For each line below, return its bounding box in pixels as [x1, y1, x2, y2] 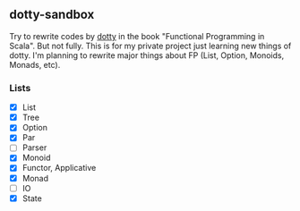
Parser [21, 142, 47, 153]
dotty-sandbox [9, 7, 95, 22]
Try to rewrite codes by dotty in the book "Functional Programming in [9, 30, 265, 41]
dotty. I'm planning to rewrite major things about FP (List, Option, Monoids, [9, 49, 285, 61]
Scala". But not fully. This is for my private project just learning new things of [9, 40, 292, 51]
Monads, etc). [9, 59, 61, 70]
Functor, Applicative [21, 163, 97, 173]
